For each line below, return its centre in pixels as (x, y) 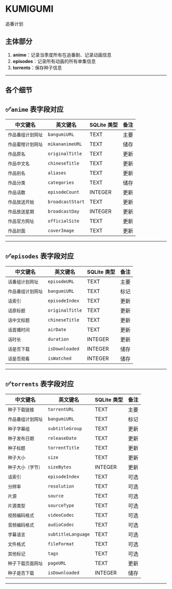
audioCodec (61, 524)
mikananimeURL (65, 144)
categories (61, 182)
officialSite (63, 221)
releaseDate (62, 438)
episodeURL (61, 281)
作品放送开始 (21, 202)
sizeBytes (60, 467)
